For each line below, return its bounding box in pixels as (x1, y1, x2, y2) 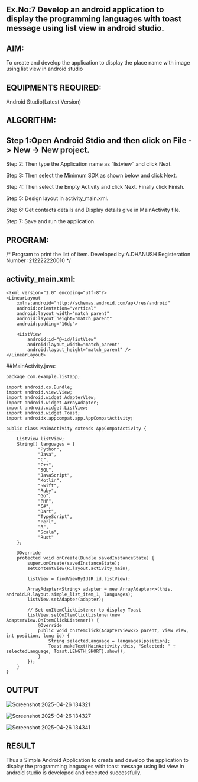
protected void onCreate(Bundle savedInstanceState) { (17, 555, 155, 561)
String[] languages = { (17, 441, 76, 447)
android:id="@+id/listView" (27, 336, 96, 342)
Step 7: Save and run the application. (6, 218, 96, 225)
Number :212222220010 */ (6, 257, 71, 264)
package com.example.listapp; (6, 374, 81, 379)
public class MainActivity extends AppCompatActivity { (6, 426, 147, 432)
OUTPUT (6, 685, 40, 695)
